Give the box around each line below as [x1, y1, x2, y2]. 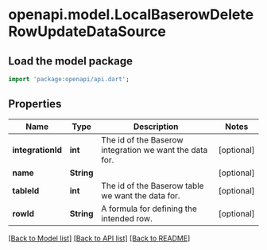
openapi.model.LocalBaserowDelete [8, 6, 254, 24]
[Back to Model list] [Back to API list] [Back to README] [8, 233, 191, 243]
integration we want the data [101, 144, 208, 155]
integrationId [12, 144, 62, 155]
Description [133, 121, 179, 132]
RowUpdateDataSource [8, 22, 167, 41]
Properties [8, 97, 62, 111]
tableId [12, 185, 40, 196]
